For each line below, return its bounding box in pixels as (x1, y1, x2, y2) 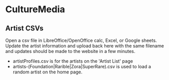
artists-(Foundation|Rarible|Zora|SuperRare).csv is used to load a (12, 64, 152, 69)
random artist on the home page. (12, 69, 83, 75)
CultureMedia (5, 4, 65, 15)
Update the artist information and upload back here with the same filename (5, 43, 164, 49)
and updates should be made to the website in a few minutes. (5, 48, 136, 54)
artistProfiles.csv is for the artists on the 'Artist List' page (12, 58, 134, 64)
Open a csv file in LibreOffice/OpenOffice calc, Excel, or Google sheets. (5, 37, 157, 43)
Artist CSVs (5, 24, 44, 33)
